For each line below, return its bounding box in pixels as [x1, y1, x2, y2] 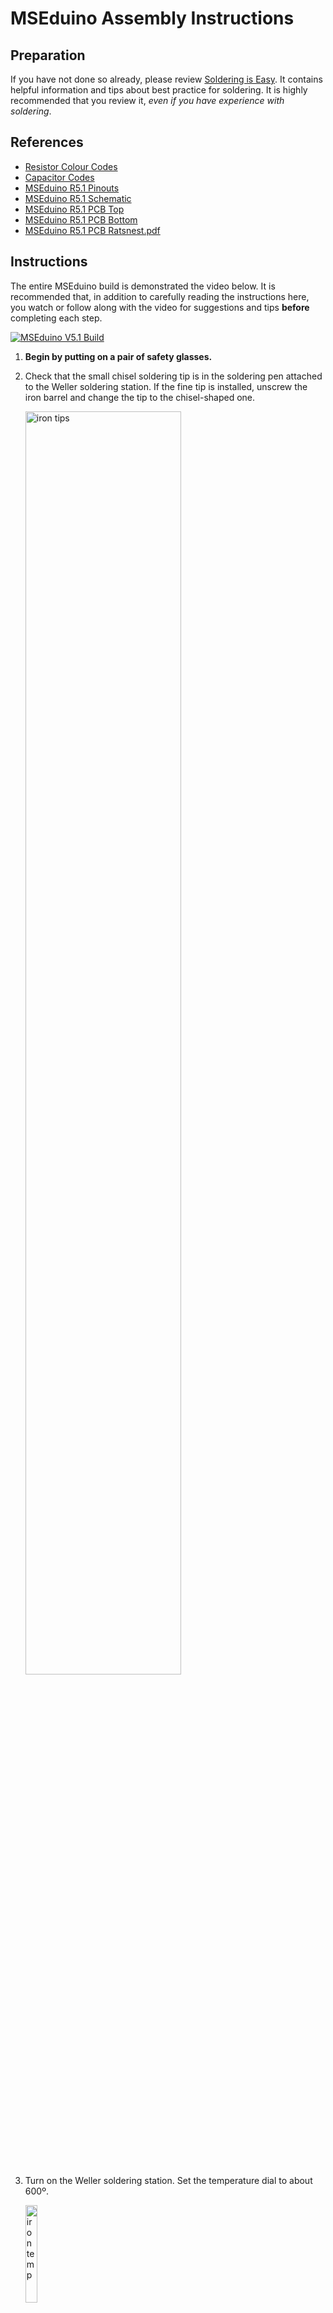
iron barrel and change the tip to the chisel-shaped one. [24, 391, 256, 403]
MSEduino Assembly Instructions [10, 7, 295, 30]
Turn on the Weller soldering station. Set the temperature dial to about [24, 2174, 313, 2186]
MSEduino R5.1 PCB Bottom [24, 213, 138, 226]
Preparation [10, 47, 86, 64]
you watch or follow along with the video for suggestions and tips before [10, 301, 310, 313]
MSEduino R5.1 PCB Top [24, 203, 125, 215]
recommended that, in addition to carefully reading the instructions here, [10, 290, 310, 302]
